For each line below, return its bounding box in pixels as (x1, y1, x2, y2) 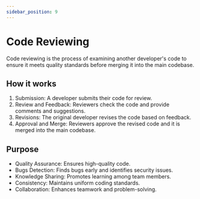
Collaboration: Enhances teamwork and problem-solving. (14, 186, 157, 193)
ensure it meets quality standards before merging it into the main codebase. (6, 61, 195, 68)
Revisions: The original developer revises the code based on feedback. (14, 114, 192, 121)
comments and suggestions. (14, 107, 86, 115)
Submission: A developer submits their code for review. (14, 95, 152, 102)
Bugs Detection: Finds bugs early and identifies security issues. (14, 166, 173, 174)
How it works (6, 78, 57, 89)
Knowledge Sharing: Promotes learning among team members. (14, 173, 172, 180)
